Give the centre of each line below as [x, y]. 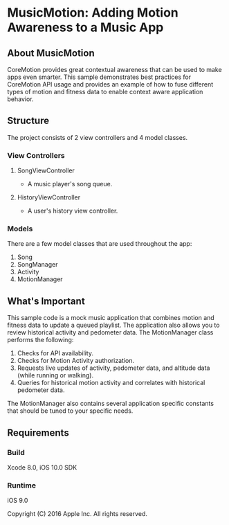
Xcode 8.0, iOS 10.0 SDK [42, 467]
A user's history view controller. [73, 211]
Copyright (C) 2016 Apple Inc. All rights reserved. [77, 514]
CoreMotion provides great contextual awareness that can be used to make [115, 70]
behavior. [20, 99]
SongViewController [46, 170]
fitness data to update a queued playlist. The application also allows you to [113, 325]
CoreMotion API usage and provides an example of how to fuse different [110, 84]
